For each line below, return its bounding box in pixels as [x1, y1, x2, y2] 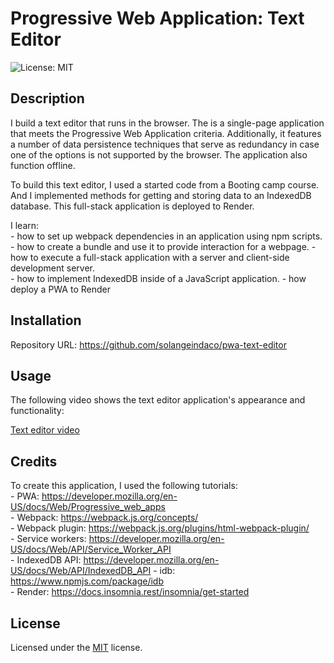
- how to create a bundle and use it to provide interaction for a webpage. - [10, 240, 317, 252]
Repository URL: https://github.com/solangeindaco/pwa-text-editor [10, 338, 287, 351]
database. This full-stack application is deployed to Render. [10, 200, 255, 212]
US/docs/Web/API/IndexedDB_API [10, 565, 152, 577]
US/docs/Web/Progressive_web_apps [10, 501, 166, 513]
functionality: [10, 405, 65, 417]
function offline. [10, 159, 76, 171]
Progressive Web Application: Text [10, 7, 305, 30]
